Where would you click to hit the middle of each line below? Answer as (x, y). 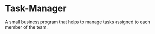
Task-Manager (36, 8)
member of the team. (27, 27)
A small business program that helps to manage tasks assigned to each (77, 22)
